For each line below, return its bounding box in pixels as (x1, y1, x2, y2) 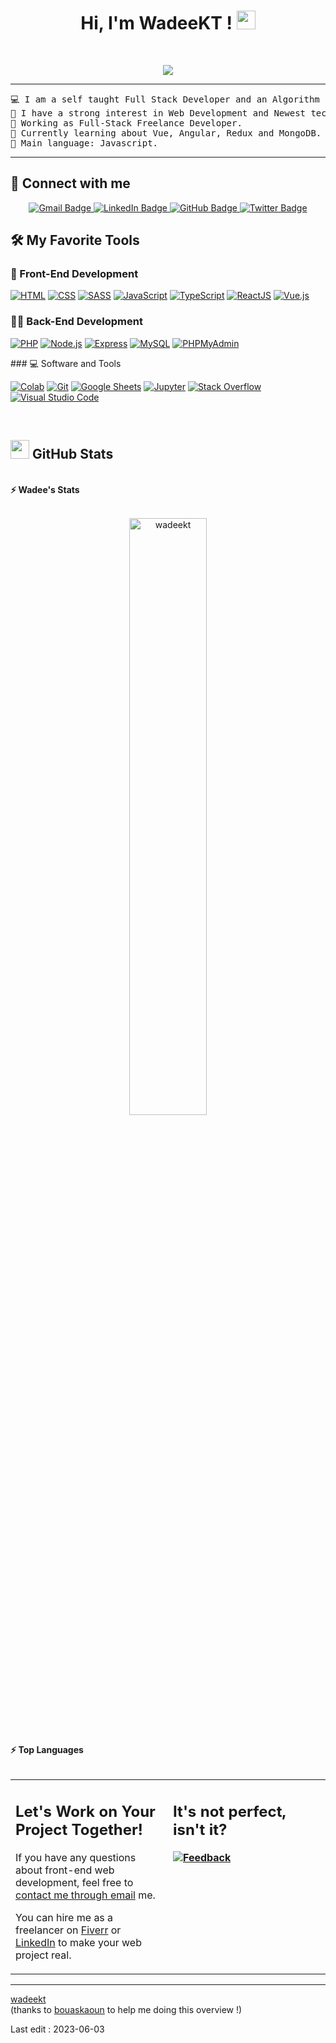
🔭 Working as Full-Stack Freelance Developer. (10, 117, 243, 129)
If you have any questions (15, 1850, 137, 1864)
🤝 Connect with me (10, 175, 131, 192)
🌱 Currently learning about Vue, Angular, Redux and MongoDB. (10, 127, 322, 139)
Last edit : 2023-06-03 (10, 2023, 105, 2035)
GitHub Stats (31, 446, 114, 463)
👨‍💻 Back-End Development (10, 315, 143, 329)
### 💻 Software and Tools (10, 357, 122, 369)
